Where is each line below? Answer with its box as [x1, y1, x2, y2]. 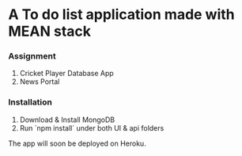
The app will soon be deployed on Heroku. [8, 139, 146, 148]
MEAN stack [8, 22, 92, 40]
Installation [8, 97, 53, 108]
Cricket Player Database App [19, 69, 115, 78]
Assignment [8, 51, 57, 62]
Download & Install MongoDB [19, 115, 115, 124]
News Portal [19, 77, 60, 86]
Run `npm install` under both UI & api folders [19, 123, 164, 132]
